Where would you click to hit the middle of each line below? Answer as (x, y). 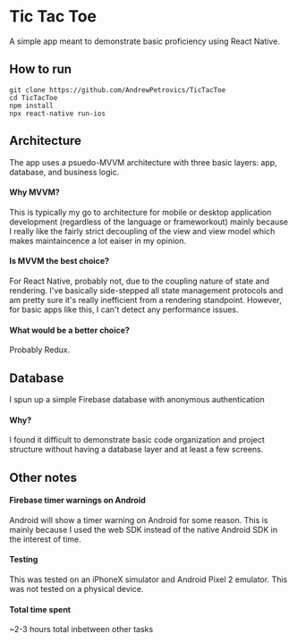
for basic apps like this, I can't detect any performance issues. (124, 309)
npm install (31, 106)
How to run (41, 69)
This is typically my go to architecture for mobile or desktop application (140, 212)
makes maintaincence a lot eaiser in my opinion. (98, 241)
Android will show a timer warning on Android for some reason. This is (139, 520)
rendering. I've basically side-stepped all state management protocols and (146, 290)
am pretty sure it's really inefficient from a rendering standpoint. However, (145, 300)
